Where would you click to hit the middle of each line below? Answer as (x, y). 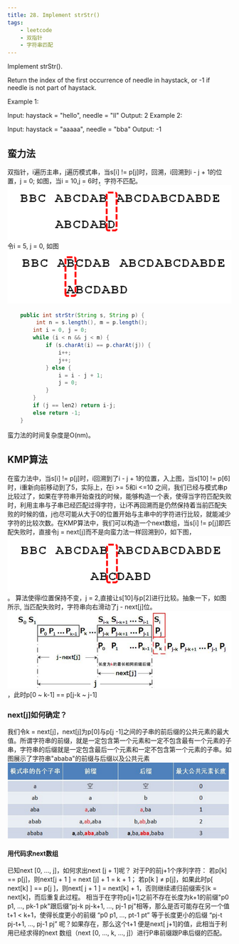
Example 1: (23, 102)
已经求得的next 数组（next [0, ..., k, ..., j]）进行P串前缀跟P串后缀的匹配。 (119, 933)
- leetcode (36, 30)
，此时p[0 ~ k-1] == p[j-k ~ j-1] (52, 694)
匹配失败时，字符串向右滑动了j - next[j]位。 (93, 607)
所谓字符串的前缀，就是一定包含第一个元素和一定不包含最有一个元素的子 (126, 740)
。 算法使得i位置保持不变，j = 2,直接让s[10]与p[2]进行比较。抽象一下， (111, 598)
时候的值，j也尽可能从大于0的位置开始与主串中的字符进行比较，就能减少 (125, 514)
